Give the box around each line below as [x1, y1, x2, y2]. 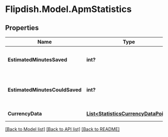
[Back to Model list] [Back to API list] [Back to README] [5, 126, 120, 132]
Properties [5, 24, 39, 32]
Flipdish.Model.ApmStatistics [5, 4, 132, 15]
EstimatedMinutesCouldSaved [7, 86, 81, 93]
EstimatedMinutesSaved [7, 56, 67, 63]
